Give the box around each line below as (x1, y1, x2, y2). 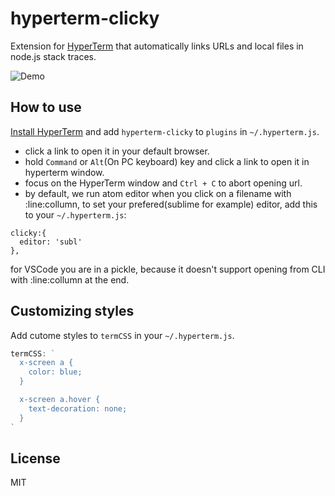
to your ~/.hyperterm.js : (24, 208, 127, 221)
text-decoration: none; (28, 403, 128, 414)
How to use (10, 99, 82, 116)
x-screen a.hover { (19, 395, 101, 405)
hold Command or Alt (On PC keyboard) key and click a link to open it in (24, 155, 310, 167)
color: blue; (28, 367, 83, 377)
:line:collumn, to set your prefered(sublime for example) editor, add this (24, 198, 318, 210)
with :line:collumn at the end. (10, 273, 130, 286)
